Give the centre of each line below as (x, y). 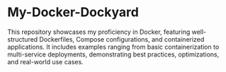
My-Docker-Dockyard (73, 12)
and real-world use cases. (45, 61)
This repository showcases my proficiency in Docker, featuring (99, 32)
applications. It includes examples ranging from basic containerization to (113, 47)
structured (23, 39)
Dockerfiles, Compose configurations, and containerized (122, 39)
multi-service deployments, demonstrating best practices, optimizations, (113, 54)
